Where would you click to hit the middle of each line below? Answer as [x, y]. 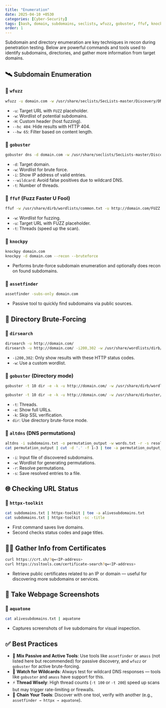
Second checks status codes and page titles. [58, 532]
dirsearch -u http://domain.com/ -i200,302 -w [54, 348]
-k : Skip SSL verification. [38, 415]
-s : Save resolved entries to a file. [47, 473]
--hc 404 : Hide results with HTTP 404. [51, 126]
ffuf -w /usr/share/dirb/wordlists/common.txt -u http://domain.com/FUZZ [83, 209]
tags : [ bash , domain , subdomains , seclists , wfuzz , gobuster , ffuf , [77, 24]
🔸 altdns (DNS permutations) [40, 433]
